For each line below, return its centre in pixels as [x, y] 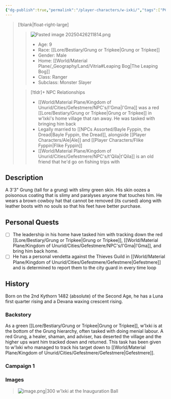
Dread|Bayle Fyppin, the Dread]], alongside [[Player [92, 134]
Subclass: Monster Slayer [65, 82]
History [17, 284]
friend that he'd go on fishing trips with [79, 162]
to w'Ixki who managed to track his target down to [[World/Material [76, 347]
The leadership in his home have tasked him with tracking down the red [88, 235]
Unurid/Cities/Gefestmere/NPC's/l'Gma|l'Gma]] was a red [98, 107]
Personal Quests [32, 222]
